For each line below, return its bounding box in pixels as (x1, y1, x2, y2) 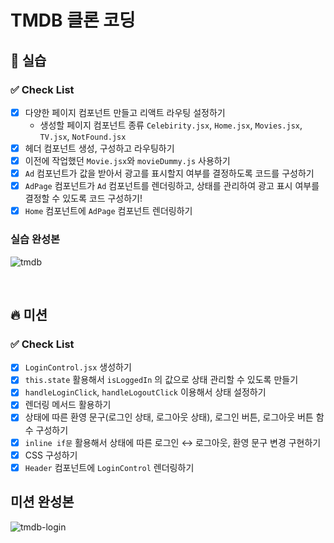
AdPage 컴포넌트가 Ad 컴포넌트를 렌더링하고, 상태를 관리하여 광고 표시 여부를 (24, 180, 320, 192)
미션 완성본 (10, 494, 75, 511)
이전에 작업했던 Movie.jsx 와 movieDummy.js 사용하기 (24, 155, 231, 166)
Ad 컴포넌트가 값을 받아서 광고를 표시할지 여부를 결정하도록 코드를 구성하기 (24, 167, 315, 180)
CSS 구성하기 (24, 449, 78, 461)
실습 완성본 (10, 232, 61, 246)
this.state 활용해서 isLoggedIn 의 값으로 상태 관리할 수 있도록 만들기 (24, 374, 299, 386)
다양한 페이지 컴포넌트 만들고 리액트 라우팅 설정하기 (24, 106, 226, 118)
